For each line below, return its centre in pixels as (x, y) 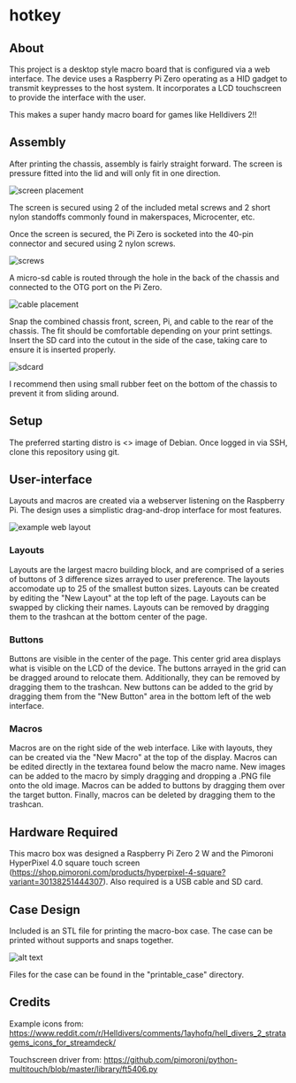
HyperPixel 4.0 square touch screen (75, 863)
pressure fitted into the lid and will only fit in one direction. (115, 173)
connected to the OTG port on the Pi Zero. (86, 287)
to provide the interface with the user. (77, 97)
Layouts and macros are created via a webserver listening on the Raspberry (147, 501)
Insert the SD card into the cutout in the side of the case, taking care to (138, 340)
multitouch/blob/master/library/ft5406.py (83, 1069)
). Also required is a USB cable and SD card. (183, 882)
